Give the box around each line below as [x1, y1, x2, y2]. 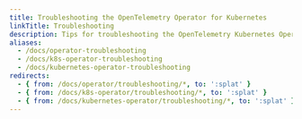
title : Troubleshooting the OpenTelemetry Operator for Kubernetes [9, 13, 268, 22]
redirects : [9, 72, 50, 81]
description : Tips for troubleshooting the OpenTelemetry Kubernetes [9, 30, 276, 38]
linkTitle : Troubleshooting [9, 21, 115, 30]
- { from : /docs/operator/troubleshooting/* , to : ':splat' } [17, 80, 252, 89]
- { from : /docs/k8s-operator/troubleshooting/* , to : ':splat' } [17, 88, 268, 97]
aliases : [9, 38, 42, 47]
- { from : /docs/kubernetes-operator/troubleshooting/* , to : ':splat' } [17, 96, 296, 106]
